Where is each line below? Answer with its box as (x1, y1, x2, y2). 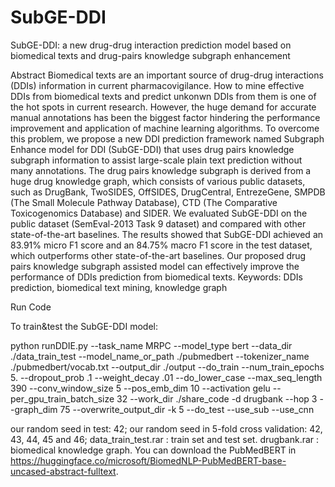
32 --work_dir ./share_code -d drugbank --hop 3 (116, 392, 318, 405)
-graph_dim (10, 403, 58, 415)
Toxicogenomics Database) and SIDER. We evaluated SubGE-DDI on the (10, 207, 308, 219)
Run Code (10, 301, 52, 313)
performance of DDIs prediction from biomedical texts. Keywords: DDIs (10, 271, 303, 283)
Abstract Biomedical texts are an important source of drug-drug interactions (10, 69, 324, 81)
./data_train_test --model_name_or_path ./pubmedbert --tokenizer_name (10, 350, 310, 362)
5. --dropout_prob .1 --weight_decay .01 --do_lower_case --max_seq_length (10, 371, 323, 383)
